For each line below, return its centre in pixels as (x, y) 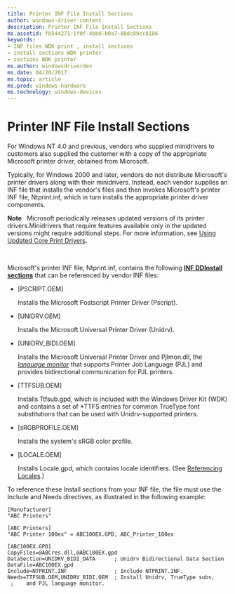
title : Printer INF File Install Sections (70, 14)
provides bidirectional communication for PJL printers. (95, 372)
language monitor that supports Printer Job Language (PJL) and (110, 364)
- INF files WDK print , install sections (70, 46)
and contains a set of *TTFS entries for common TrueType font (108, 407)
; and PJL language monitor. (58, 583)
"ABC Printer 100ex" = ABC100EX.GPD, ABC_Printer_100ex (90, 534)
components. (26, 205)
